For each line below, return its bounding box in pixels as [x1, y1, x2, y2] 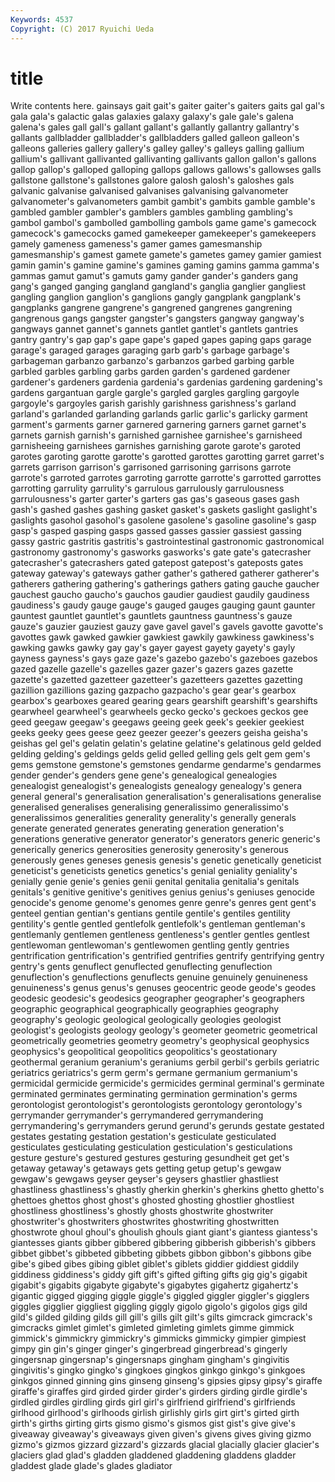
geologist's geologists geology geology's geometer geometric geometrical [10, 1024, 318, 1036]
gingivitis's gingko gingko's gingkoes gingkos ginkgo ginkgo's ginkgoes [10, 1364, 306, 1376]
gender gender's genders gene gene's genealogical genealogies [10, 769, 278, 781]
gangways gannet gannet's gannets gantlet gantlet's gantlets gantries [10, 323, 299, 335]
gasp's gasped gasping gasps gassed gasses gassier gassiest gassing [10, 525, 302, 537]
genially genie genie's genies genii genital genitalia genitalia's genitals [10, 876, 300, 888]
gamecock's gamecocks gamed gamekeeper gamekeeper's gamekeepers [10, 227, 317, 240]
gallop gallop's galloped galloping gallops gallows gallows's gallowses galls [10, 164, 322, 176]
